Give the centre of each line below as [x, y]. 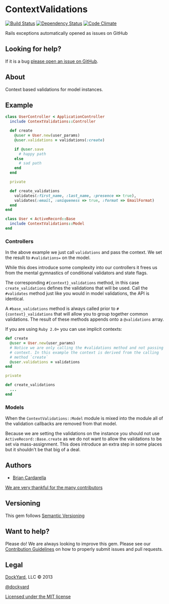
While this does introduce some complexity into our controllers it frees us [81, 268]
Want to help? [27, 531]
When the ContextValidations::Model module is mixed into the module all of [84, 418]
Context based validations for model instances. [54, 89]
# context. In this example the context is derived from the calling [84, 353]
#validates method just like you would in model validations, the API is [77, 293]
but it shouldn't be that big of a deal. [43, 450]
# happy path [32, 154]
